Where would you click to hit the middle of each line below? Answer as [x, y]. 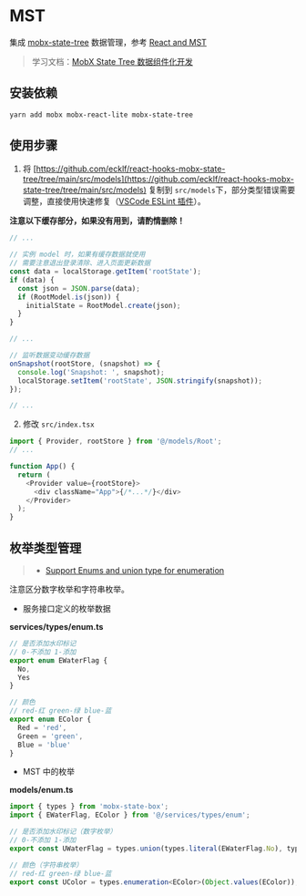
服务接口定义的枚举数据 [66, 608]
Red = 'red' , [42, 727]
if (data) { [32, 280]
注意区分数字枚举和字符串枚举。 [69, 589]
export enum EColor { [51, 719]
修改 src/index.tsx [58, 424]
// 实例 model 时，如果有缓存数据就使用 [77, 255]
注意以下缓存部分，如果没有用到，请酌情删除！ [97, 221]
